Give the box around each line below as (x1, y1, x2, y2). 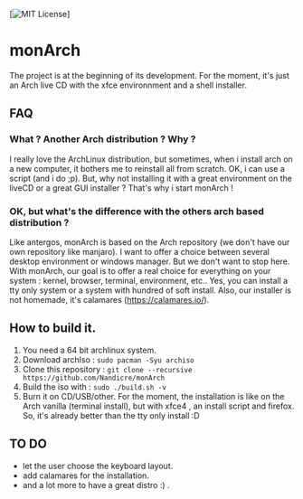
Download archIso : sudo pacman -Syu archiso (22, 353, 194, 365)
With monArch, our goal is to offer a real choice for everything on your (9, 265, 271, 276)
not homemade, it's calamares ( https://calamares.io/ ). (9, 294, 210, 305)
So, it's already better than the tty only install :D (22, 410, 201, 420)
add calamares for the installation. (22, 470, 149, 481)
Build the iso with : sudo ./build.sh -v (22, 381, 167, 392)
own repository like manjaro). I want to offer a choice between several (9, 246, 270, 257)
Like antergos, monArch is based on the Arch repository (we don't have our (9, 236, 290, 248)
